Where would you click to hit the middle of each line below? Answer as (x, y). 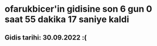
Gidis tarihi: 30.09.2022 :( (46, 37)
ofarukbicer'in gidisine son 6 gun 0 (78, 9)
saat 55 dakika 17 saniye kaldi (67, 19)
